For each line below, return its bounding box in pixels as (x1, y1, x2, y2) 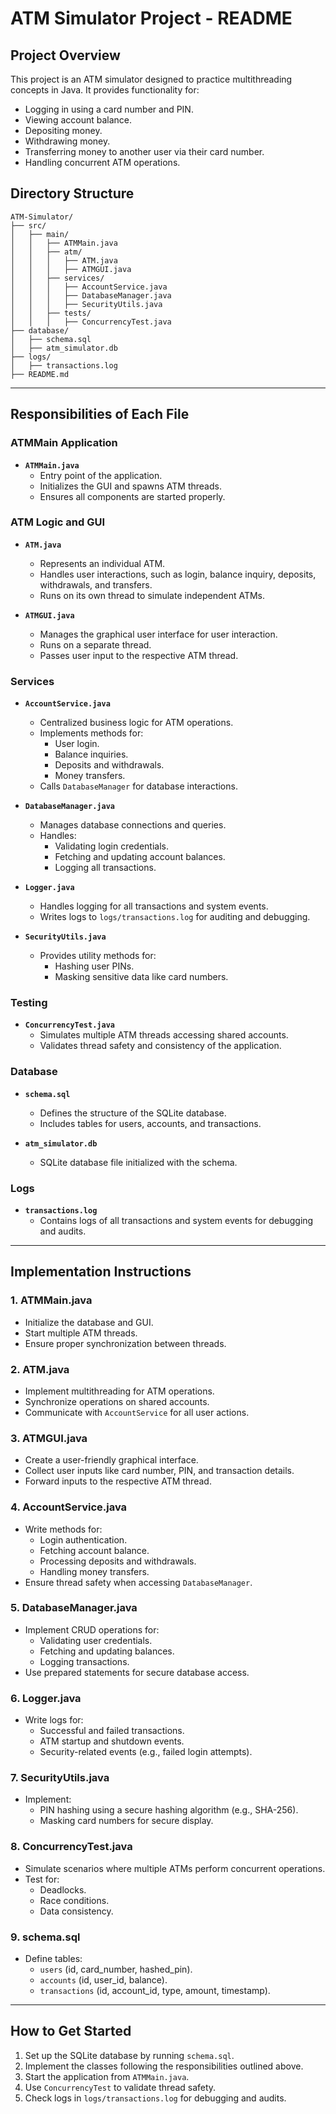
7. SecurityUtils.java (10, 1771, 110, 1785)
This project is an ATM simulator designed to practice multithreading (10, 73, 293, 85)
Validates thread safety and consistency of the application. (39, 1040, 282, 1052)
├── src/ (10, 220, 47, 231)
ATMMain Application (10, 436, 118, 450)
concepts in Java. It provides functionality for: (10, 84, 200, 96)
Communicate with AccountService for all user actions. (24, 1406, 250, 1418)
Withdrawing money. (24, 135, 111, 147)
